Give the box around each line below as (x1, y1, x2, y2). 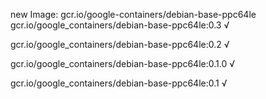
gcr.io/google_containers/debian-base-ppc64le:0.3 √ (10, 19, 230, 31)
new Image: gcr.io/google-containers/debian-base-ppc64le (10, 9, 257, 20)
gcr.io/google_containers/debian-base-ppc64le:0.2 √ (10, 39, 230, 50)
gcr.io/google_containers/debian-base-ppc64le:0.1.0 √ (10, 58, 235, 69)
